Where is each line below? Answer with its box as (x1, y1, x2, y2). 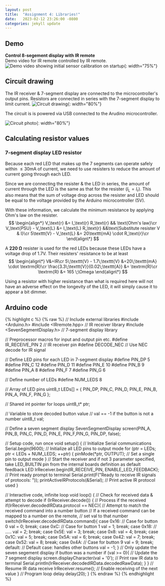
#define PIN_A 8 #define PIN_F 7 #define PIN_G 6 (5, 367, 106, 373)
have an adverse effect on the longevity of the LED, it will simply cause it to (5, 284, 158, 290)
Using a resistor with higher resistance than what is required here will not (5, 278, 154, 284)
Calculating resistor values (5, 135, 90, 143)
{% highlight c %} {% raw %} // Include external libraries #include (5, 316, 139, 322)
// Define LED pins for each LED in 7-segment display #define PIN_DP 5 (5, 357, 150, 362)
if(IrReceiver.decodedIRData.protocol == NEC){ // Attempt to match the (5, 502, 149, 508)
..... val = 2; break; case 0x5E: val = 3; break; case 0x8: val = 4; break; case (5, 529, 159, 535)
